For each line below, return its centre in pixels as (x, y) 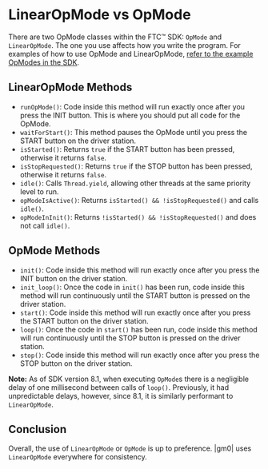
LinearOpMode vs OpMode (100, 15)
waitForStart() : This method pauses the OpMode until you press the (134, 132)
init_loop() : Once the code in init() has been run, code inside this (132, 287)
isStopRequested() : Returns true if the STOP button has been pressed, (136, 166)
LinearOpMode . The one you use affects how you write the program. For (125, 45)
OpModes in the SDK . (44, 62)
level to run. (39, 191)
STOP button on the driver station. (76, 363)
